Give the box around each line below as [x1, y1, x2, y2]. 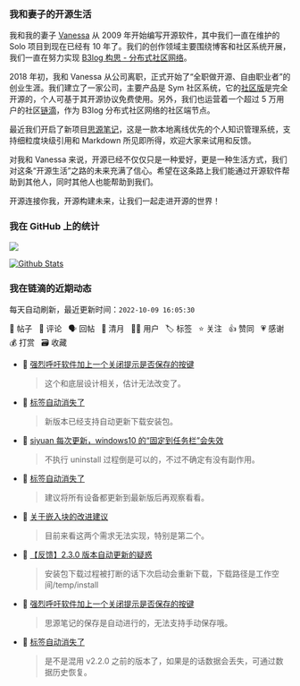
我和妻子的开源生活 [9, 7, 92, 20]
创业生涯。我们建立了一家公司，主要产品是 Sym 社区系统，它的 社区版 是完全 [9, 82, 288, 93]
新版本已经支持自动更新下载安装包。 [44, 416, 179, 426]
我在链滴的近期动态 [9, 282, 92, 295]
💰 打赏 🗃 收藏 [9, 337, 67, 347]
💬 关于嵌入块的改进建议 [21, 510, 109, 521]
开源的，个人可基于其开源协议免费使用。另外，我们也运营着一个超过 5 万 [9, 94, 277, 105]
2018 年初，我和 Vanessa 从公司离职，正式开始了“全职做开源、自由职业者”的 [9, 72, 291, 82]
